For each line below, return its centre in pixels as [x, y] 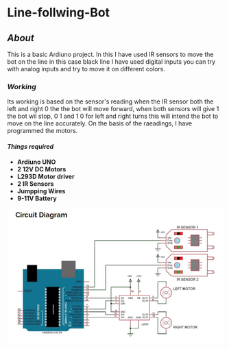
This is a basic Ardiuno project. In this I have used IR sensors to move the [110, 54]
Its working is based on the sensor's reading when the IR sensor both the [110, 101]
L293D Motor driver [46, 176]
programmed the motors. [43, 131]
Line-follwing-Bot [59, 13]
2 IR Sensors [35, 184]
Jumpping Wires [41, 191]
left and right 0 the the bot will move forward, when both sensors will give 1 [113, 109]
